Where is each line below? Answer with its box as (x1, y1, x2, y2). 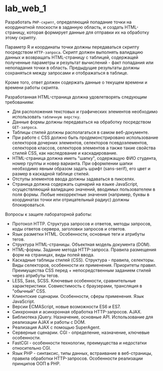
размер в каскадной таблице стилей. (12, 171, 90, 176)
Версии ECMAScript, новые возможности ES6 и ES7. (12, 303, 121, 310)
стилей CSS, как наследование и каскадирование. (12, 150, 118, 156)
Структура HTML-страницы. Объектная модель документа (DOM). (12, 241, 151, 247)
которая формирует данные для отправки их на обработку (26, 29, 149, 35)
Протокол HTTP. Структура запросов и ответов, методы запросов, (12, 220, 152, 227)
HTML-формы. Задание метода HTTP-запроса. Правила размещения (12, 247, 157, 253)
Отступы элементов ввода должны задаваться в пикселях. (12, 176, 135, 182)
